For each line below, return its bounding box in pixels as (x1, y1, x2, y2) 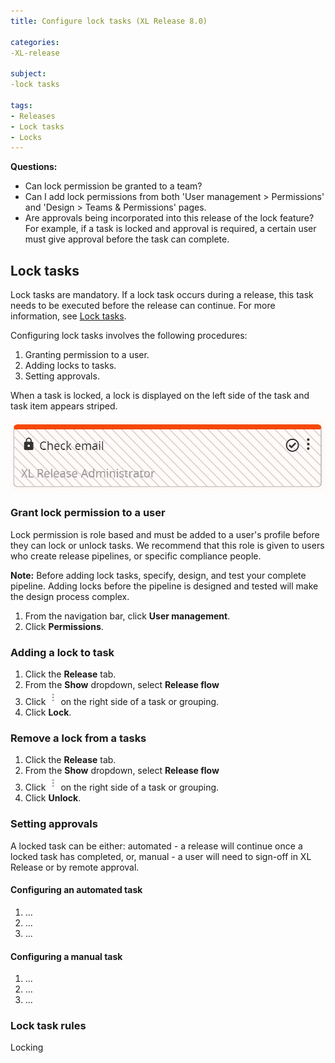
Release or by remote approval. (10, 861, 140, 873)
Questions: (10, 161, 58, 173)
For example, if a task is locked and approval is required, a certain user (24, 223, 317, 235)
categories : (10, 37, 60, 47)
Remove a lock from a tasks (10, 731, 147, 745)
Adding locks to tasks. (24, 360, 117, 372)
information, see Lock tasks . (10, 310, 127, 322)
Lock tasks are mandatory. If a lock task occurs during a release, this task (10, 289, 314, 301)
